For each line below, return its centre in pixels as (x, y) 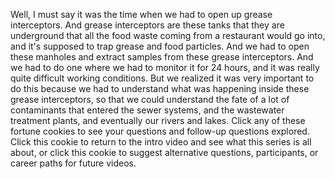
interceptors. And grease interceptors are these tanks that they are (147, 25)
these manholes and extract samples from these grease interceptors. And (162, 57)
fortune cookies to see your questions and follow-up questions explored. (160, 131)
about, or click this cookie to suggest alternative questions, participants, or (164, 152)
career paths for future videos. (73, 163)
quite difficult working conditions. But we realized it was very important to (162, 78)
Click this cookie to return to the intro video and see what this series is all (161, 142)
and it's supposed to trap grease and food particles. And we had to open (160, 46)
